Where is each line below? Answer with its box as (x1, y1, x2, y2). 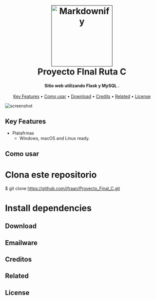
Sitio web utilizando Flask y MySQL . (44, 83, 119, 89)
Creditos (5, 255, 32, 263)
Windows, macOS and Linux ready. (19, 136, 90, 141)
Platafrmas (12, 130, 34, 136)
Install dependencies (5, 203, 92, 213)
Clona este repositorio (5, 169, 97, 180)
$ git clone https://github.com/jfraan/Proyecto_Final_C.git (5, 185, 120, 191)
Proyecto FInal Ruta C (37, 66, 127, 77)
